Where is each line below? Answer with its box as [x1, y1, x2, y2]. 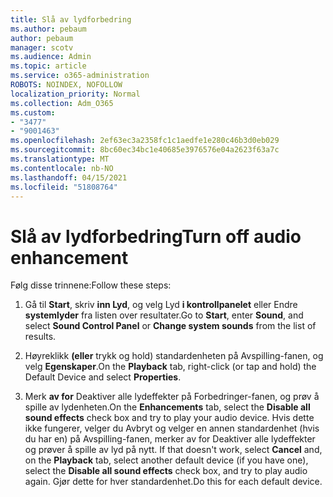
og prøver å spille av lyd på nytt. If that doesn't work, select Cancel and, [24, 444, 323, 456]
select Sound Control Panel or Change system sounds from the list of [24, 320, 317, 332]
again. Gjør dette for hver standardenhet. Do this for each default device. [24, 476, 323, 488]
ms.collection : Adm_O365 [10, 98, 114, 108]
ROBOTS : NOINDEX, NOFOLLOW [10, 80, 123, 90]
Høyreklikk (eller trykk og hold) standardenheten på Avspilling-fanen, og [24, 350, 324, 362]
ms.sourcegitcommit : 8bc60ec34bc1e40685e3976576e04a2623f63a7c [10, 145, 280, 155]
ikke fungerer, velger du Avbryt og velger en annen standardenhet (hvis [24, 422, 320, 435]
